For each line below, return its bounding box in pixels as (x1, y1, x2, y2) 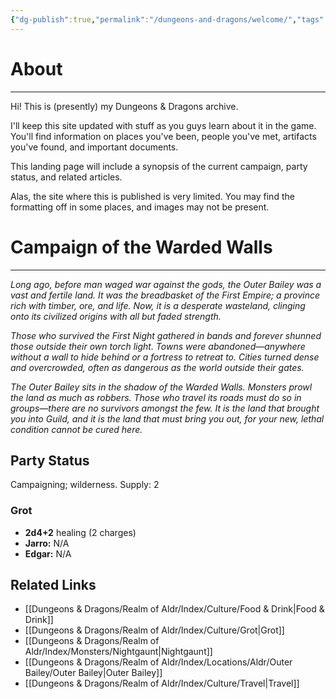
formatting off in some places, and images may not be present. (10, 201, 270, 213)
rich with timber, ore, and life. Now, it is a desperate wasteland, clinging (10, 299, 306, 311)
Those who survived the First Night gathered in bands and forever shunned (10, 329, 322, 341)
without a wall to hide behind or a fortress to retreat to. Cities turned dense (10, 351, 320, 363)
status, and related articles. (10, 171, 123, 183)
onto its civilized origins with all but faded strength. (10, 310, 222, 322)
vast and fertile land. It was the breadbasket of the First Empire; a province (10, 289, 320, 301)
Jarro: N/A (24, 537, 70, 549)
